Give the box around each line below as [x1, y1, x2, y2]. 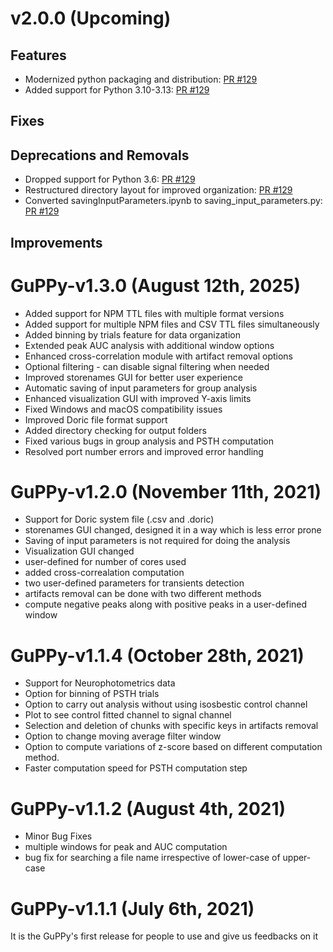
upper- [282, 852, 312, 864]
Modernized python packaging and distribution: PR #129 [24, 73, 258, 85]
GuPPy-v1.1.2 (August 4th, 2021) [10, 797, 287, 820]
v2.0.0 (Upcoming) [10, 7, 172, 30]
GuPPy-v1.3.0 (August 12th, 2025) [10, 274, 301, 297]
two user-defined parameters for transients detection [24, 577, 245, 589]
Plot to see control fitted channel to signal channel [24, 709, 232, 721]
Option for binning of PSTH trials [24, 688, 160, 700]
